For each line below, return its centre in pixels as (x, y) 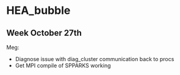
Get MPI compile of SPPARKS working (63, 65)
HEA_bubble (38, 11)
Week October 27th (44, 33)
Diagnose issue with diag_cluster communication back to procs (95, 59)
